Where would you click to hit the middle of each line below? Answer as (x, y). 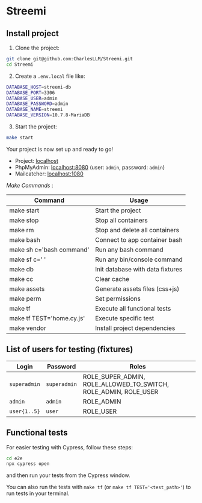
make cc (21, 279)
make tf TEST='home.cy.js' (47, 318)
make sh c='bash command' (49, 250)
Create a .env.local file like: (50, 76)
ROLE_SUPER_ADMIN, (114, 376)
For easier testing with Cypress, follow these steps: (70, 447)
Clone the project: (37, 48)
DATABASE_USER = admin (32, 98)
